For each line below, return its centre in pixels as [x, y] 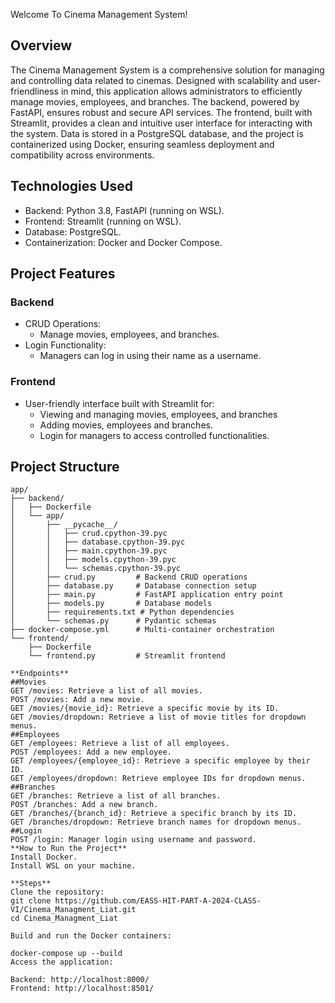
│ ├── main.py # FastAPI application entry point [147, 595]
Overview [41, 45]
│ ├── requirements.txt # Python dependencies [122, 612]
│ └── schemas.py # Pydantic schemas [113, 621]
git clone [31, 901]
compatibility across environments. [82, 155]
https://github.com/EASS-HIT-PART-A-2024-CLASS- [158, 901]
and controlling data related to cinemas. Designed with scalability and [153, 80]
